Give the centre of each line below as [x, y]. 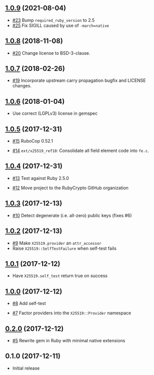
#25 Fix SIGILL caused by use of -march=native [61, 25]
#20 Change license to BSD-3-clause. [51, 53]
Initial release [26, 368]
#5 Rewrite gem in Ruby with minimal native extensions [69, 340]
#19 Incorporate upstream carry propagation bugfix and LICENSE [79, 80]
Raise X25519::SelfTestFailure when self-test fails [64, 248]
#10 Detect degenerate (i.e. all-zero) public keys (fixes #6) [72, 215]
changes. [22, 86]
